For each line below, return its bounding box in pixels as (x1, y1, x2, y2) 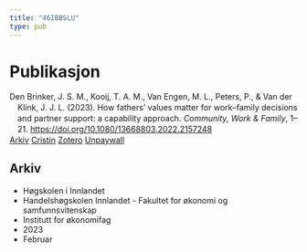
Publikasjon (9, 61, 101, 82)
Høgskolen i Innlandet (22, 184, 105, 196)
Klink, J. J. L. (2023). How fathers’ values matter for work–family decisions (17, 102, 298, 113)
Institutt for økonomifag (22, 214, 111, 225)
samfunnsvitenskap (22, 205, 98, 215)
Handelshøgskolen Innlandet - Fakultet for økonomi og (22, 194, 228, 205)
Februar (22, 234, 53, 245)
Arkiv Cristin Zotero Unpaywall (9, 134, 125, 145)
